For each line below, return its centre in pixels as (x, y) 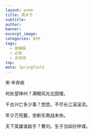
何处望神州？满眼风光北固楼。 (37, 93)
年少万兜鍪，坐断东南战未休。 (37, 116)
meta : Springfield (25, 67)
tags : (11, 44)
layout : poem (19, 10)
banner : (14, 29)
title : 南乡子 (19, 15)
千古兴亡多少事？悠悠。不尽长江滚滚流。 (48, 104)
